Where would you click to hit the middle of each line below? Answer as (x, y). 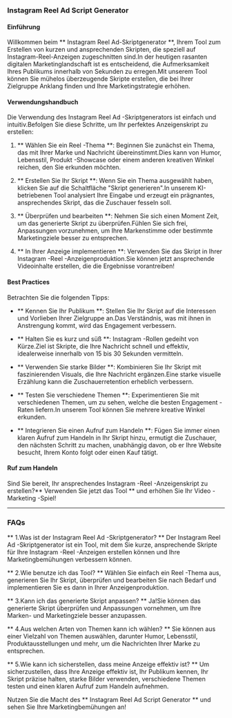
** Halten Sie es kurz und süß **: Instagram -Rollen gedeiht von (108, 339)
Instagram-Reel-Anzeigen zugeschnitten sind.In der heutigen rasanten (107, 57)
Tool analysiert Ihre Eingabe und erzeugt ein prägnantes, (134, 195)
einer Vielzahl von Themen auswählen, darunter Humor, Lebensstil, (103, 637)
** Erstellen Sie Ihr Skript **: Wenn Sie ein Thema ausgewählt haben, (115, 181)
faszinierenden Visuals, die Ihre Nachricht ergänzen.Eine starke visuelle (119, 374)
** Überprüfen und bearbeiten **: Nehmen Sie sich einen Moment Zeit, (118, 216)
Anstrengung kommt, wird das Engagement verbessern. (97, 325)
